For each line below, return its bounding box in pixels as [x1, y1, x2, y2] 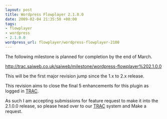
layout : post [5, 7, 32, 12]
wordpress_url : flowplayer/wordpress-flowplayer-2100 [5, 40, 120, 45]
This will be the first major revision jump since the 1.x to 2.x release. [5, 73, 144, 79]
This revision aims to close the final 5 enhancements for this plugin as [5, 82, 149, 88]
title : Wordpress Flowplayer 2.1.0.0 [5, 12, 84, 17]
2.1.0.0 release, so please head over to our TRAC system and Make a [5, 103, 146, 109]
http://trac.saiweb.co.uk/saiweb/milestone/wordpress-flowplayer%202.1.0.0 [5, 63, 162, 69]
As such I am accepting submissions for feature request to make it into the [5, 97, 158, 103]
